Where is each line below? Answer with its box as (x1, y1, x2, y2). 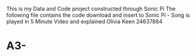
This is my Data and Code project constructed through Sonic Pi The (6, 5, 176, 12)
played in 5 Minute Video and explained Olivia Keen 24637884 (6, 18, 163, 25)
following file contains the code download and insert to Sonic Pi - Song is (6, 11, 190, 19)
